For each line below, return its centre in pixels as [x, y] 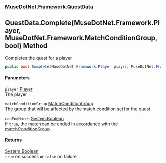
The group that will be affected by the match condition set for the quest [78, 109]
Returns [14, 140]
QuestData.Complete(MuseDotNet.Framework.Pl [82, 23]
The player [16, 94]
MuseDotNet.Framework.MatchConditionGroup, [81, 38]
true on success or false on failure [41, 157]
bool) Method [26, 46]
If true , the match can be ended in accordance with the [62, 124]
